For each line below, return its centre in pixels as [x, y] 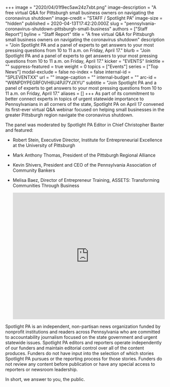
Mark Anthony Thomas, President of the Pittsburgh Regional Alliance [84, 155]
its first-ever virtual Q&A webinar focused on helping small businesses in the [85, 109]
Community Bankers [34, 170]
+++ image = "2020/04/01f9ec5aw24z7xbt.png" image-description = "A [81, 7]
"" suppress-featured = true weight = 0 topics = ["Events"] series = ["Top [82, 66]
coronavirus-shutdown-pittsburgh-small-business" [58, 29]
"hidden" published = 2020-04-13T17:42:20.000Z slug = [64, 23]
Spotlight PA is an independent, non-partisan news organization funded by [83, 326]
